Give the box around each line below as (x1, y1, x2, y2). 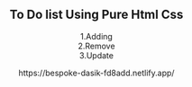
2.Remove (78, 40, 115, 51)
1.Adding (79, 30, 114, 41)
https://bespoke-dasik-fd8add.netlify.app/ (18, 67, 175, 78)
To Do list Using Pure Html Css (9, 7, 184, 22)
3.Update (78, 49, 114, 61)
